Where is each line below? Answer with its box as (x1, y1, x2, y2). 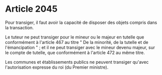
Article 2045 (5, 3, 58, 15)
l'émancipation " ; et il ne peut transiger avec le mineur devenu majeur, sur (5, 44, 155, 50)
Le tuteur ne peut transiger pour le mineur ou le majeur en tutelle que (5, 34, 144, 40)
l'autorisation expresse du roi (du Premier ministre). (5, 64, 109, 70)
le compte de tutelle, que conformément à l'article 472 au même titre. (5, 50, 145, 56)
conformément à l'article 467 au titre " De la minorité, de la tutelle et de (5, 39, 148, 45)
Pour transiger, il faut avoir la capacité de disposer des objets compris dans (5, 19, 158, 25)
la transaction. (5, 24, 34, 30)
